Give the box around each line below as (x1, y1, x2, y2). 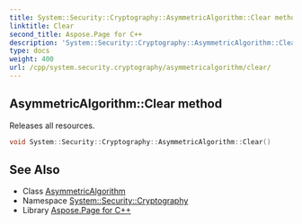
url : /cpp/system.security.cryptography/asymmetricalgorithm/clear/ (9, 64, 271, 73)
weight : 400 (9, 55, 54, 64)
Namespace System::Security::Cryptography (22, 195, 189, 206)
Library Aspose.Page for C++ (22, 205, 132, 216)
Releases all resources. (9, 120, 95, 131)
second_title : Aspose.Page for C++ (9, 30, 143, 39)
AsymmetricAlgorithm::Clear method (9, 96, 223, 112)
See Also (9, 162, 60, 177)
